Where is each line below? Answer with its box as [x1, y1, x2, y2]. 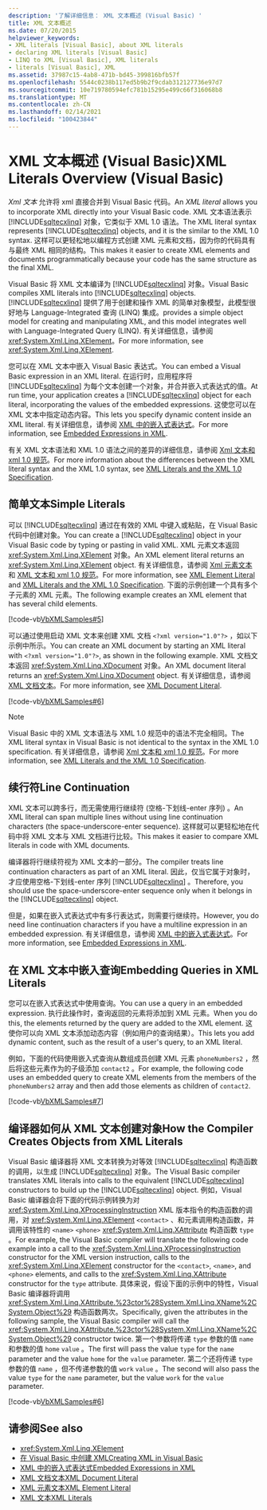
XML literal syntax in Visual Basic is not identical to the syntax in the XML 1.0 [8, 737, 259, 747]
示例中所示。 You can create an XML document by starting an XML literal [8, 641, 245, 650]
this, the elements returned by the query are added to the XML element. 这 [8, 1018, 253, 1028]
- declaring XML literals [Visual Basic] [8, 49, 148, 57]
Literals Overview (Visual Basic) [8, 170, 225, 188]
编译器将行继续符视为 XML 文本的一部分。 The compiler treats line [8, 857, 224, 867]
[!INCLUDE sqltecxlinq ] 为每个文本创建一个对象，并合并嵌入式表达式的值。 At [8, 381, 258, 390]
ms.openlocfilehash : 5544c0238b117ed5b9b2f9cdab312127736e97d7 [8, 78, 223, 86]
